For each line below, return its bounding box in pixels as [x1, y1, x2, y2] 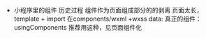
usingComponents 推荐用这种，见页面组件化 [13, 23, 142, 31]
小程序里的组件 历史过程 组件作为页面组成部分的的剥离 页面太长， [13, 6, 203, 14]
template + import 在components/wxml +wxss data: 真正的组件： [13, 15, 202, 23]
